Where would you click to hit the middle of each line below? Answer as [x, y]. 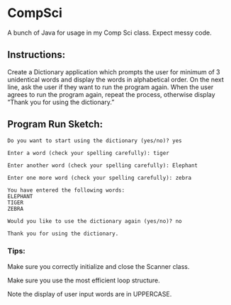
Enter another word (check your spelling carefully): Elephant [103, 165]
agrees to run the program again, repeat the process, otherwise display [111, 94]
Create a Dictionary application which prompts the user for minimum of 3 [114, 71]
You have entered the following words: [66, 190]
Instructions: [36, 55]
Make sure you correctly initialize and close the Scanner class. [98, 266]
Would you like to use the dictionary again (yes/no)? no [95, 221]
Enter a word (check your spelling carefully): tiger [89, 153]
